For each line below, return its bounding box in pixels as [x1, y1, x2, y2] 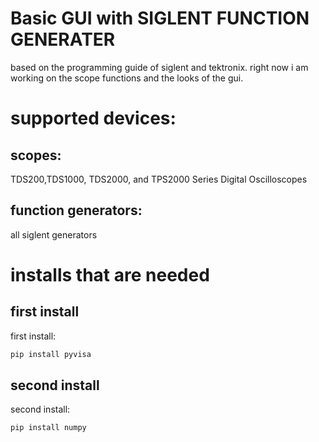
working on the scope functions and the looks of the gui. [10, 72, 244, 84]
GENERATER [10, 28, 116, 51]
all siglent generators [10, 228, 98, 241]
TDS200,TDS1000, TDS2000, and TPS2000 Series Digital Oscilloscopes [10, 173, 308, 185]
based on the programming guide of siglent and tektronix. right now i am [10, 61, 309, 73]
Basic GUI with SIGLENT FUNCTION [10, 7, 310, 30]
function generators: [10, 202, 143, 219]
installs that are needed [10, 263, 210, 286]
